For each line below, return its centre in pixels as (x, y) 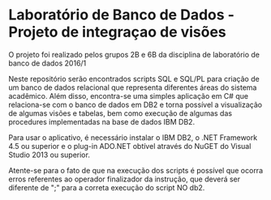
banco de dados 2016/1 (47, 63)
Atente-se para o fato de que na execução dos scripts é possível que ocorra (136, 170)
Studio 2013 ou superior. (49, 155)
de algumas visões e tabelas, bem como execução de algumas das (120, 113)
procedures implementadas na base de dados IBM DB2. (102, 121)
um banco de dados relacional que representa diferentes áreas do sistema (133, 87)
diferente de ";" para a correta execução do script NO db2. (107, 187)
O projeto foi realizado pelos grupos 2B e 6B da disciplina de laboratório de (134, 54)
